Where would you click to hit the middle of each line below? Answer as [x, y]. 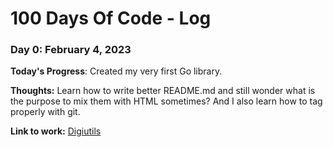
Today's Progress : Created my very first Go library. [116, 71]
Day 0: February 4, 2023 [71, 50]
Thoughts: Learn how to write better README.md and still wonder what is [163, 91]
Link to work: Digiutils [56, 131]
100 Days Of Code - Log [111, 18]
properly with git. [45, 112]
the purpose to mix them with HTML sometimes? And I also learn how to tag [166, 101]
